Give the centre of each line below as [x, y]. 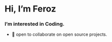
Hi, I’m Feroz [30, 9]
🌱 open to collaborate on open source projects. [59, 34]
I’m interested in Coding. [35, 24]
